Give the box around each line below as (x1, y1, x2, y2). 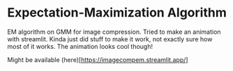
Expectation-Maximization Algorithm (7, 5, 227, 21)
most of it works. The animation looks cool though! (7, 42, 153, 50)
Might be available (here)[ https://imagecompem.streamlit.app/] (7, 55, 188, 63)
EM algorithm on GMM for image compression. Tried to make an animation (7, 28, 221, 36)
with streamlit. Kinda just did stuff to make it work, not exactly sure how (7, 34, 213, 43)
